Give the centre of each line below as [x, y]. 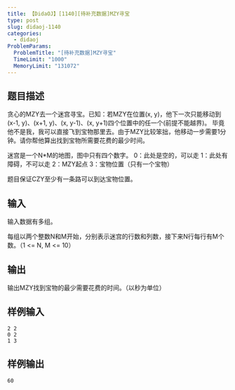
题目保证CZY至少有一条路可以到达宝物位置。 [72, 179]
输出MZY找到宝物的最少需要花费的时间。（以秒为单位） [86, 288]
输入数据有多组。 [32, 222]
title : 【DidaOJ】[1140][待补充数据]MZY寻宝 [68, 14]
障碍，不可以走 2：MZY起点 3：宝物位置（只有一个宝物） [90, 164]
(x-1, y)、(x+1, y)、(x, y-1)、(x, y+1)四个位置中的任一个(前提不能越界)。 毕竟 [116, 123]
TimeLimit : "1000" [41, 60]
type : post [23, 20]
